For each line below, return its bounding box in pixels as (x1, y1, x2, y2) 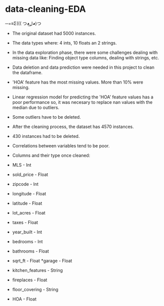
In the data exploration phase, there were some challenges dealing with (12, 49, 158, 55)
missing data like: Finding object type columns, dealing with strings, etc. (12, 54, 160, 60)
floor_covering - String (12, 286, 58, 292)
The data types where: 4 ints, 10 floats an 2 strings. (12, 40, 117, 45)
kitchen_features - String (12, 267, 63, 273)
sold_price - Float (12, 172, 48, 177)
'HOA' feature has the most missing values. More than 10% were (12, 79, 143, 85)
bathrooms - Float (12, 248, 49, 254)
